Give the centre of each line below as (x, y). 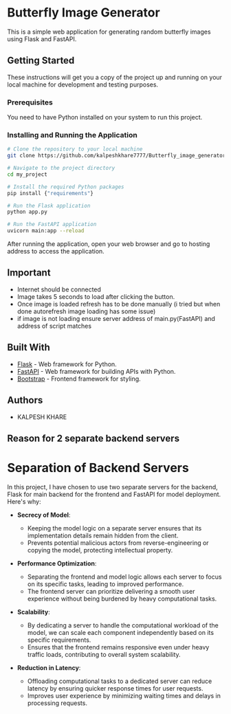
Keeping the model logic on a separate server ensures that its (114, 528)
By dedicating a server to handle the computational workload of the (123, 625)
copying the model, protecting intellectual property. (100, 550)
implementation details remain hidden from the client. (103, 535)
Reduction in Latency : (49, 667)
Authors (25, 400)
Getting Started (41, 61)
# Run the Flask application (49, 205)
